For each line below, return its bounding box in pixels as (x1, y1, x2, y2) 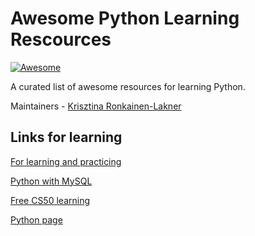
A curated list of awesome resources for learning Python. (10, 80, 246, 92)
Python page (10, 213, 63, 226)
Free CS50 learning (10, 194, 90, 206)
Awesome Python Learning (10, 7, 240, 30)
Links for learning (10, 129, 123, 146)
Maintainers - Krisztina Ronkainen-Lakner (10, 100, 182, 112)
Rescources (10, 28, 112, 51)
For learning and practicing (10, 155, 122, 167)
